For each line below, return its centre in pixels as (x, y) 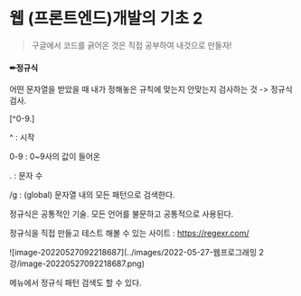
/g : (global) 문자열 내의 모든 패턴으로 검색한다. (92, 195)
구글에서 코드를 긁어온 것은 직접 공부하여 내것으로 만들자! (132, 45)
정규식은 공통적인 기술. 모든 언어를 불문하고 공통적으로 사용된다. (122, 214)
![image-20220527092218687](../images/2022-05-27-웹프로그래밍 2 (137, 253)
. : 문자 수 (26, 176)
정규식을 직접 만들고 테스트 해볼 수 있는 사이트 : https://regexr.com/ (130, 233)
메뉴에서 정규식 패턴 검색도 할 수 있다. (75, 283)
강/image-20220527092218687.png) (77, 264)
